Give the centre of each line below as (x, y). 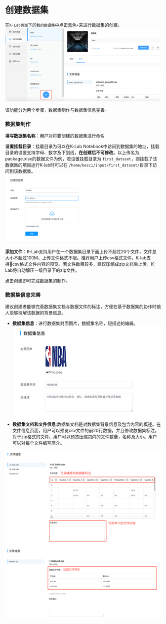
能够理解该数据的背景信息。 (37, 313)
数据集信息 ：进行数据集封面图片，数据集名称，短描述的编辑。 (75, 323)
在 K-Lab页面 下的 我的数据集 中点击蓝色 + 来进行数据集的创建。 (64, 25)
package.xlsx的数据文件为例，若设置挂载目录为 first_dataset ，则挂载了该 (81, 158)
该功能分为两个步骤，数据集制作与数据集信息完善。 (57, 110)
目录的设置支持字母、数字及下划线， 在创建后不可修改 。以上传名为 (72, 153)
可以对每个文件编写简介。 (38, 443)
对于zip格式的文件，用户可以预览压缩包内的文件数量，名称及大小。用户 (84, 436)
